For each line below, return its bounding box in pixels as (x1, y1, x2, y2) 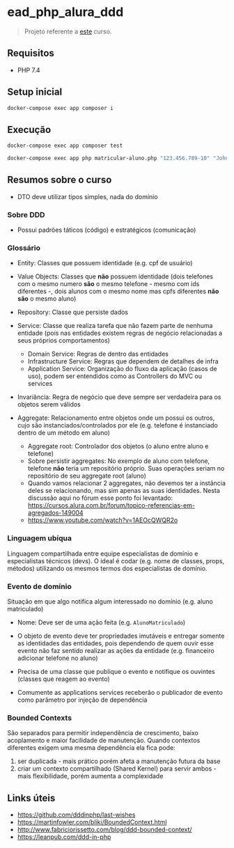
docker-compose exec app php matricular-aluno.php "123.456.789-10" (7, 155, 210, 162)
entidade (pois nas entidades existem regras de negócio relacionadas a (17, 329, 223, 338)
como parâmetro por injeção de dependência (17, 696, 148, 704)
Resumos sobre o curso (7, 174, 112, 186)
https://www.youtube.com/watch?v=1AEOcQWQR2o (27, 516, 178, 524)
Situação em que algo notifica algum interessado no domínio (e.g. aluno (7, 597, 214, 606)
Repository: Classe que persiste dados (17, 308, 129, 317)
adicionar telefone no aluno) (17, 654, 99, 662)
